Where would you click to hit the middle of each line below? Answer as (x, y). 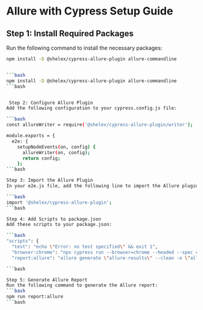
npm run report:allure (35, 297)
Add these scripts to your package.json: (59, 225)
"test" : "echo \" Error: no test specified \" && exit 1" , (85, 247)
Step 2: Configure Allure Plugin (51, 103)
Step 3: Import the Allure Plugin (50, 180)
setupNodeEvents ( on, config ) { (56, 147)
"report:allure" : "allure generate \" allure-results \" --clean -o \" (101, 258)
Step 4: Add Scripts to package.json (54, 219)
